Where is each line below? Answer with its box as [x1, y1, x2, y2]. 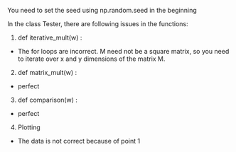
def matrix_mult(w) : [17, 69, 77, 76]
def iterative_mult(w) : [17, 33, 82, 42]
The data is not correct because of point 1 [17, 137, 141, 145]
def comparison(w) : [17, 95, 78, 104]
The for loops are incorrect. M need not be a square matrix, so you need [17, 47, 230, 55]
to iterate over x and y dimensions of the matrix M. [17, 54, 166, 63]
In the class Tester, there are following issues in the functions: [7, 20, 188, 28]
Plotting [17, 123, 41, 131]
